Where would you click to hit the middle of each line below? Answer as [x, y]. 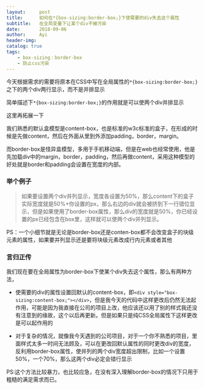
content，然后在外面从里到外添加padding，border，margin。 [104, 136]
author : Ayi [27, 35]
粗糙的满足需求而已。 [33, 380]
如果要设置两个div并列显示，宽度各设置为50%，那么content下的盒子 [107, 196]
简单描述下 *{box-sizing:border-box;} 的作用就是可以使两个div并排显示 [95, 102]
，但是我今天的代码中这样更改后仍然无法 [140, 300]
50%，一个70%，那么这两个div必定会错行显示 [74, 359]
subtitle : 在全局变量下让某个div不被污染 [56, 23]
